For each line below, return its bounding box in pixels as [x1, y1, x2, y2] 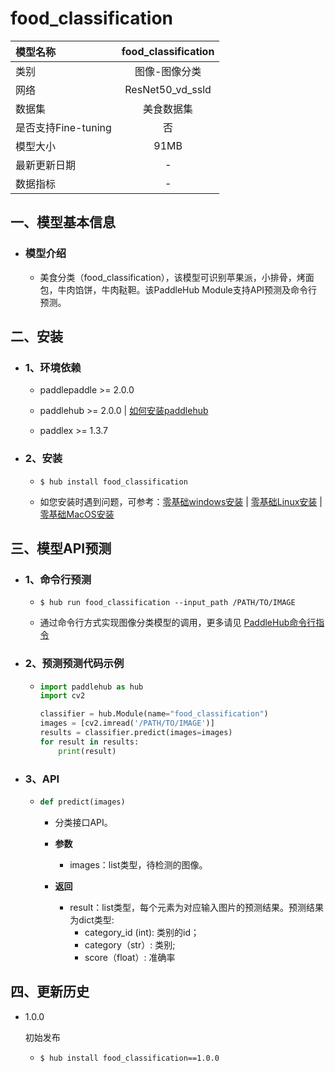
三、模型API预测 [10, 540, 112, 557]
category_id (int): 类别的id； [84, 926, 200, 938]
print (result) [58, 746, 117, 756]
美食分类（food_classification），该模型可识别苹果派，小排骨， [39, 271, 297, 283]
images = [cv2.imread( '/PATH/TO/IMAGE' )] [39, 718, 215, 729]
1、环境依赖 [24, 360, 82, 374]
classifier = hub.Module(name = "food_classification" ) [39, 709, 269, 719]
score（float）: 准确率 [84, 951, 176, 963]
